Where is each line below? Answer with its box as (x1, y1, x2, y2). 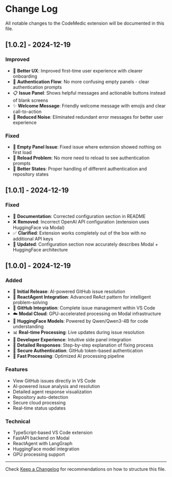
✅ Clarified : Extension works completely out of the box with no (12, 230, 146, 236)
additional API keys (12, 235, 53, 242)
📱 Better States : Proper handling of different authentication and (12, 166, 147, 172)
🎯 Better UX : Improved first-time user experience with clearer (12, 67, 143, 74)
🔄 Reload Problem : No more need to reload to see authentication (12, 155, 150, 161)
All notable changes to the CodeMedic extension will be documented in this (5, 20, 165, 26)
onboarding (12, 73, 37, 79)
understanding (12, 323, 44, 329)
